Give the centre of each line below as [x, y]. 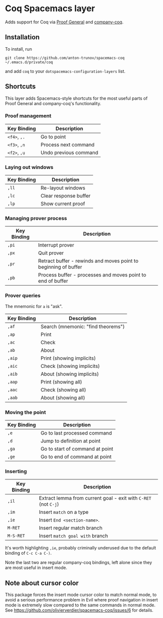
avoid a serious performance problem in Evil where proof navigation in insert [81, 600]
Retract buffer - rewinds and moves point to [88, 261]
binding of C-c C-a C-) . [28, 553]
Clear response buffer [65, 196]
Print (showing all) [61, 382]
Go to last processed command [76, 433]
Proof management [28, 116]
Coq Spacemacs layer [50, 9]
